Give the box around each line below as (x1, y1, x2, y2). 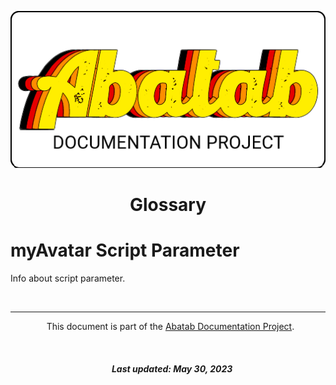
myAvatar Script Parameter (10, 239, 240, 262)
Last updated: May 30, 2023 (111, 362, 233, 375)
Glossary (129, 194, 207, 216)
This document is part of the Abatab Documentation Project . (46, 321, 295, 333)
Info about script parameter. (10, 272, 126, 285)
